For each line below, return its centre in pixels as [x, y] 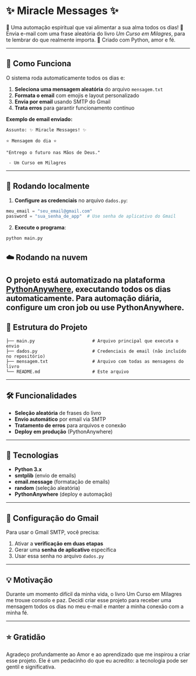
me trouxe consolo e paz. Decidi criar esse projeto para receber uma [89, 600]
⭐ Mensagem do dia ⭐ [32, 141]
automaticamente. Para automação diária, [84, 298]
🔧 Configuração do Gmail [52, 518]
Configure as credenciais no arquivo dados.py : [71, 200]
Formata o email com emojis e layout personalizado [77, 95]
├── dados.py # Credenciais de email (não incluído [96, 351]
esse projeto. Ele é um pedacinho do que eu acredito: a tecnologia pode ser [97, 660]
